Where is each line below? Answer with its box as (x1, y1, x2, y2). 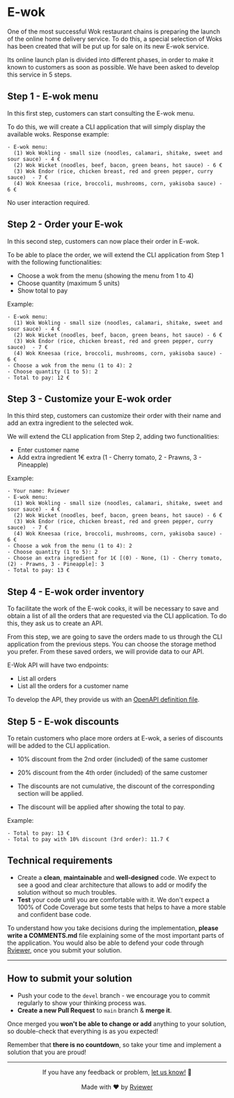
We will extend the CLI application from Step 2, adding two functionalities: (7, 433, 219, 441)
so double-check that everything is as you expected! (7, 1027, 159, 1035)
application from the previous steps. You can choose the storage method (7, 640, 217, 649)
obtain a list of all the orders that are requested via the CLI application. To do (7, 612, 227, 620)
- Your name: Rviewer (7, 488, 70, 495)
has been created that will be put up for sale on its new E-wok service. (7, 42, 210, 50)
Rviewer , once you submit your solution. (7, 945, 122, 954)
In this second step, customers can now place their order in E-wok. (7, 237, 200, 245)
